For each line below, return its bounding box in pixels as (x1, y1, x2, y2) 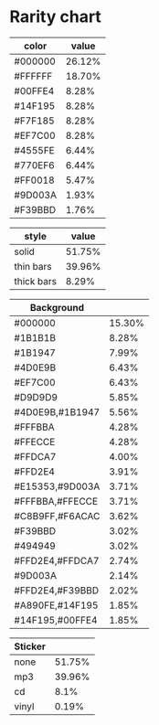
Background (29, 301, 85, 314)
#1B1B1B (14, 331, 57, 344)
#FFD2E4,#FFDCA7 (14, 554, 100, 567)
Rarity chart (9, 6, 102, 27)
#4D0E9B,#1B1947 (14, 405, 101, 418)
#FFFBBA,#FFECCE (14, 495, 99, 507)
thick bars (14, 274, 58, 287)
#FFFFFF (14, 69, 53, 82)
